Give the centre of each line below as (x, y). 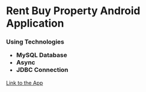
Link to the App (24, 83)
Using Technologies (35, 42)
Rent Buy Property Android (73, 11)
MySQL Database (42, 55)
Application (35, 23)
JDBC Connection (42, 70)
